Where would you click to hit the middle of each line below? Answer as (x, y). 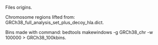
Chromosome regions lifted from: (40, 17)
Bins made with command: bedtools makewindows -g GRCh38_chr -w (79, 32)
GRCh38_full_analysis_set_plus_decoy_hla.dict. (54, 22)
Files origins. (19, 7)
